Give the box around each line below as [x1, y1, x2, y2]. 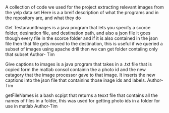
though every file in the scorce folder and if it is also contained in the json [5, 35, 158, 41]
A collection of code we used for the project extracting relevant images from [5, 4, 164, 10]
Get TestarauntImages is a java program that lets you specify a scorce [5, 25, 151, 31]
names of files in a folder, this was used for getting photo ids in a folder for [5, 98, 160, 104]
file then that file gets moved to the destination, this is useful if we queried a [5, 41, 163, 47]
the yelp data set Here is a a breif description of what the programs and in [5, 10, 159, 16]
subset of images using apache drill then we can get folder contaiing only [5, 46, 158, 52]
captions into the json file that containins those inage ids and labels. [5, 77, 146, 83]
